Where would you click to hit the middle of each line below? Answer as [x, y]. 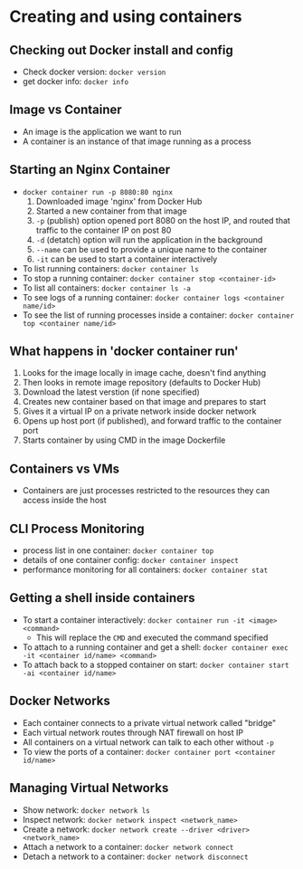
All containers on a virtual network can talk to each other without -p [148, 742]
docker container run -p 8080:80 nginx [98, 192]
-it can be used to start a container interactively [127, 259]
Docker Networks [60, 701]
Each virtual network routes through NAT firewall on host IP [133, 732]
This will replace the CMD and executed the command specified [152, 637]
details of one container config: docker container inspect [131, 560]
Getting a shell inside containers [103, 598]
